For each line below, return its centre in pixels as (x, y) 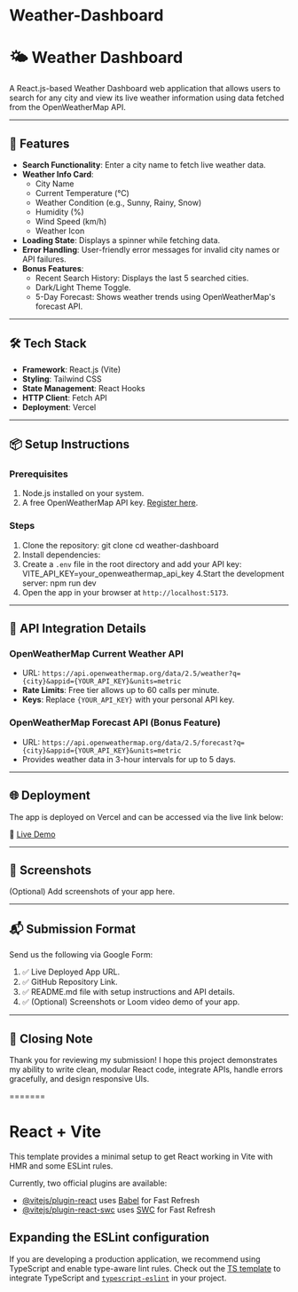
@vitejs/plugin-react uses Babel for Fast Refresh (111, 1200)
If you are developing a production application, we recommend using (135, 1259)
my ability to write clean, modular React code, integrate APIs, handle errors (146, 1069)
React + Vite (55, 1132)
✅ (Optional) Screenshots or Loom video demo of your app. (131, 1002)
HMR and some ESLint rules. (61, 1166)
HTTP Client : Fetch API (65, 398)
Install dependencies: (61, 555)
